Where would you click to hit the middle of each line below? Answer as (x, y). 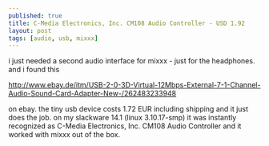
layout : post (30, 30)
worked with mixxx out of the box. (64, 135)
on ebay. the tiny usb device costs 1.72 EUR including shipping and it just (128, 109)
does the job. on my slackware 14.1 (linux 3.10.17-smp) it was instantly (122, 118)
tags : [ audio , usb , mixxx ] (53, 38)
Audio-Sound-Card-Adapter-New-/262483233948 (92, 94)
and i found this (34, 70)
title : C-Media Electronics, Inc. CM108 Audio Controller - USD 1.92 (127, 23)
